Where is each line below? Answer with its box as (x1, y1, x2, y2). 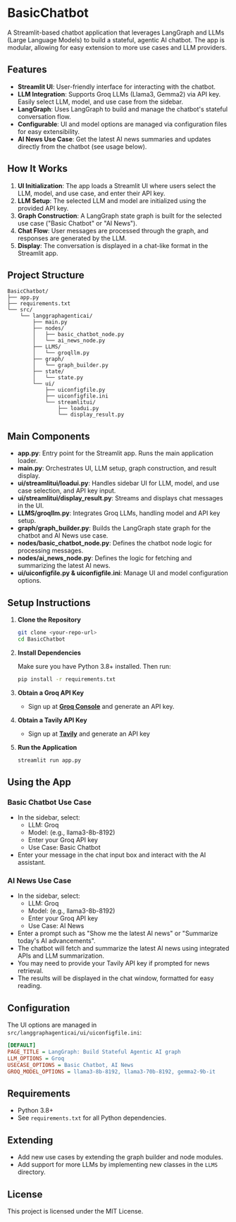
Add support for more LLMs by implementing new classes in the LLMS (17, 1161, 218, 1169)
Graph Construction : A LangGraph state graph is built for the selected (17, 211, 222, 220)
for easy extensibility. (17, 127, 80, 135)
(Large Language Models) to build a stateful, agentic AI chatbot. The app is (7, 35, 225, 44)
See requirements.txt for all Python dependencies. (17, 1113, 167, 1122)
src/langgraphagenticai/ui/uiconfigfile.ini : (7, 1028, 142, 1037)
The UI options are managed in (7, 1020, 97, 1030)
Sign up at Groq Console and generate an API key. (27, 702, 175, 710)
